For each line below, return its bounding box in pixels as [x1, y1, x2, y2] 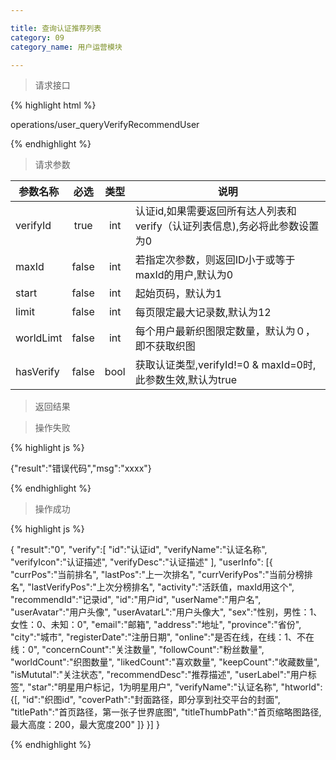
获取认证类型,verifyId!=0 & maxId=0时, [134, 358, 317, 372]
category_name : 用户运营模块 [10, 42, 123, 52]
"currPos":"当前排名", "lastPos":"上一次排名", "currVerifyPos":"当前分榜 [10, 569, 305, 581]
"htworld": [280, 681, 323, 693]
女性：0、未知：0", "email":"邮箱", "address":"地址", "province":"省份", [10, 619, 302, 631]
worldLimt [15, 331, 63, 345]
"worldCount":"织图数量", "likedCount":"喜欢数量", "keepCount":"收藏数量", [10, 656, 320, 668]
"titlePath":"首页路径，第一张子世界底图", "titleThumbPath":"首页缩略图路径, [10, 706, 322, 718]
